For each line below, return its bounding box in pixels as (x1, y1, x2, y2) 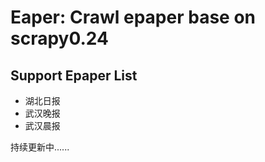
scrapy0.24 (10, 27, 109, 50)
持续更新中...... (10, 141, 70, 153)
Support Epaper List (10, 67, 138, 84)
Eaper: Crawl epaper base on (10, 6, 256, 29)
